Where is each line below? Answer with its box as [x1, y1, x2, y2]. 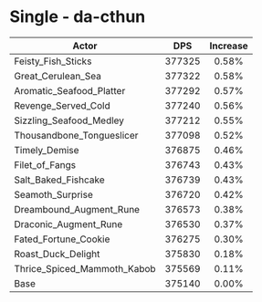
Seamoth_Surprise [14, 188, 93, 201]
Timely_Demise [14, 143, 79, 156]
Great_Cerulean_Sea [14, 69, 102, 82]
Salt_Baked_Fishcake [14, 173, 105, 186]
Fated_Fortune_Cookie [14, 233, 110, 245]
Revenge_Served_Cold [14, 99, 111, 111]
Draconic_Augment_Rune [14, 217, 123, 230]
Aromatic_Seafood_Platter [14, 84, 126, 97]
